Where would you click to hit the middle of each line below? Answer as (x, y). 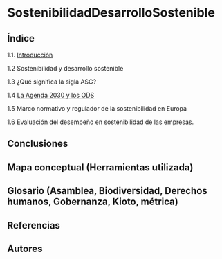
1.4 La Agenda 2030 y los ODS (51, 95)
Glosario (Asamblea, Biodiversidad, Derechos (107, 191)
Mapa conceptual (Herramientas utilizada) (100, 167)
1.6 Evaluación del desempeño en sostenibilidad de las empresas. (101, 122)
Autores (25, 248)
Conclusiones (38, 144)
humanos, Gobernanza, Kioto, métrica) (93, 202)
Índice (21, 38)
